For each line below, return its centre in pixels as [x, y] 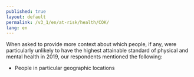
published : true [26, 11]
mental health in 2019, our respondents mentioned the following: [84, 57]
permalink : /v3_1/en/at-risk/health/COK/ [58, 22]
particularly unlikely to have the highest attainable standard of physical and [97, 51]
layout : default [26, 17]
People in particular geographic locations [65, 68]
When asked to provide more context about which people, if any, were [91, 44]
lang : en [17, 28]
